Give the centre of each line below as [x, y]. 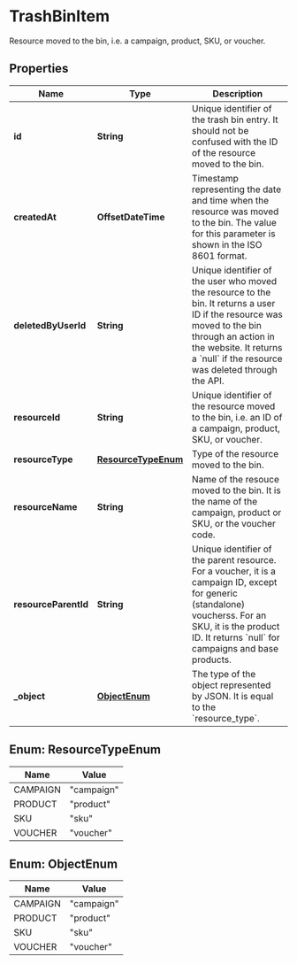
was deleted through [235, 369]
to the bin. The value [234, 222]
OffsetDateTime [131, 217]
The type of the [224, 674]
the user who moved [234, 281]
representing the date [236, 189]
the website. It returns [237, 347]
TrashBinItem [60, 16]
